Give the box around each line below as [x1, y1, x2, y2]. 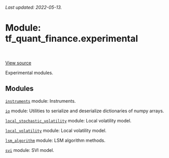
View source [5, 59, 31, 66]
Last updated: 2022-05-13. [5, 5, 62, 10]
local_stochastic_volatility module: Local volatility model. [5, 117, 132, 123]
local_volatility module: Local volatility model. [5, 127, 107, 134]
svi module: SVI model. [5, 147, 54, 153]
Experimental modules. [5, 70, 53, 76]
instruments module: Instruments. [5, 98, 76, 104]
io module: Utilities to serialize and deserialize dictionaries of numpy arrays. [5, 108, 164, 114]
